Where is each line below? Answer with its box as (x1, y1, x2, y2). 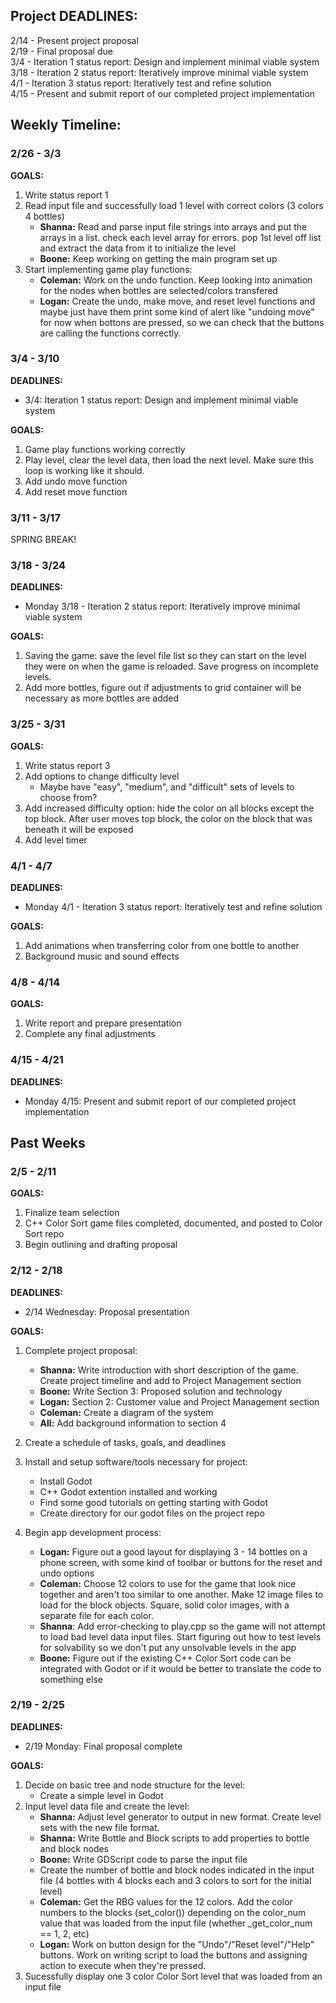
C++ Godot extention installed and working (39, 1485, 218, 1498)
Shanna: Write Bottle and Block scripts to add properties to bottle (39, 1832, 310, 1844)
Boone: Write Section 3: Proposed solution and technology (39, 1385, 283, 1397)
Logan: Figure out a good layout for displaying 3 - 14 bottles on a (39, 1545, 308, 1558)
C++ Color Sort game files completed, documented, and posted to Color (24, 1217, 323, 1229)
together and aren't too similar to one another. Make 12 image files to (39, 1588, 324, 1600)
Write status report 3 (24, 759, 111, 771)
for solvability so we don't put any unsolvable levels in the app (39, 1641, 297, 1653)
